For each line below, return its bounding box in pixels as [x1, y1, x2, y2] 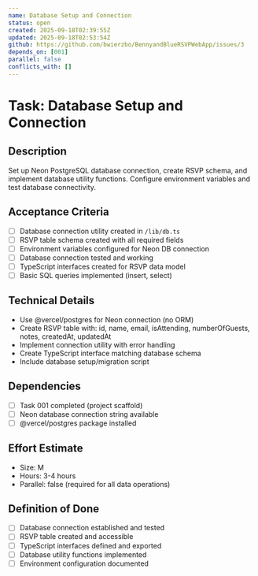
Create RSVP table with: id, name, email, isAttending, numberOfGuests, [19, 323, 250, 333]
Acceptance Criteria [8, 206, 109, 219]
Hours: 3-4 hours [19, 470, 76, 481]
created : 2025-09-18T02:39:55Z [8, 26, 111, 34]
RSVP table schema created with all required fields [19, 235, 184, 244]
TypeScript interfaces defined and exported [19, 541, 162, 550]
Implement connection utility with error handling [19, 340, 175, 349]
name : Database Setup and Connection [8, 11, 132, 20]
